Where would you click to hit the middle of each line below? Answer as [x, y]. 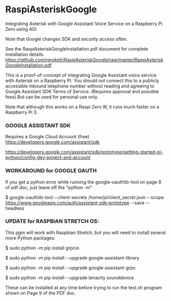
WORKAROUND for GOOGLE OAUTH [51, 171]
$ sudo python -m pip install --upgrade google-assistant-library [72, 257]
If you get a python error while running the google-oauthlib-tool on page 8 [83, 182]
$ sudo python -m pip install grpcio [42, 248]
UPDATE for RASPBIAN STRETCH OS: [52, 221]
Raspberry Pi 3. [21, 112]
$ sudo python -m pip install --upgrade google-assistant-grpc [71, 268]
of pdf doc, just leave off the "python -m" [49, 187]
